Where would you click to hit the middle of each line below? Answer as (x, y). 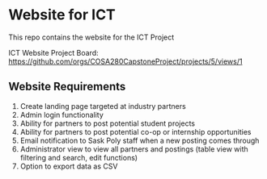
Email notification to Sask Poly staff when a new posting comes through (140, 140)
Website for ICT (62, 15)
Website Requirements (67, 87)
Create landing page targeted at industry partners (103, 106)
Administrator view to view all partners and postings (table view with (134, 149)
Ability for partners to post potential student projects (108, 123)
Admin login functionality (61, 114)
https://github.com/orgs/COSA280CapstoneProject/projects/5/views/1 (125, 61)
